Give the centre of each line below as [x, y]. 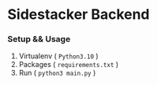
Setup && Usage [39, 39]
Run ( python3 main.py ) [57, 73]
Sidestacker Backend [79, 15]
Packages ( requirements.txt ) [69, 65]
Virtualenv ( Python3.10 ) [59, 56]
